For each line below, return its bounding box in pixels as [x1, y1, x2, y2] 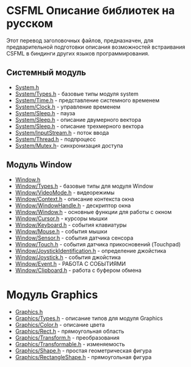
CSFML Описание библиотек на [6, 4, 175, 18]
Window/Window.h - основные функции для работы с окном [15, 208, 172, 215]
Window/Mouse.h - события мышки [15, 227, 108, 235]
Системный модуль [6, 68, 87, 78]
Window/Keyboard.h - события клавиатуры [15, 221, 127, 229]
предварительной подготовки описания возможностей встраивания [6, 43, 186, 51]
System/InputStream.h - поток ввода [15, 129, 109, 136]
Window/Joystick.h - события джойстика [15, 254, 121, 261]
